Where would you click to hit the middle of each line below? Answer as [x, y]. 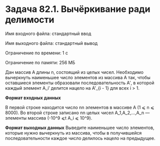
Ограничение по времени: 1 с [37, 53]
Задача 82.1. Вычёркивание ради [78, 9]
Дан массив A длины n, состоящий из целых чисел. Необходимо [74, 72]
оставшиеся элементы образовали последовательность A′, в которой [80, 83]
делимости [30, 20]
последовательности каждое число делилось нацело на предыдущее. [80, 138]
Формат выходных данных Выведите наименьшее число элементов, [80, 128]
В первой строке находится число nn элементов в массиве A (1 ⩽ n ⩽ [80, 107]
